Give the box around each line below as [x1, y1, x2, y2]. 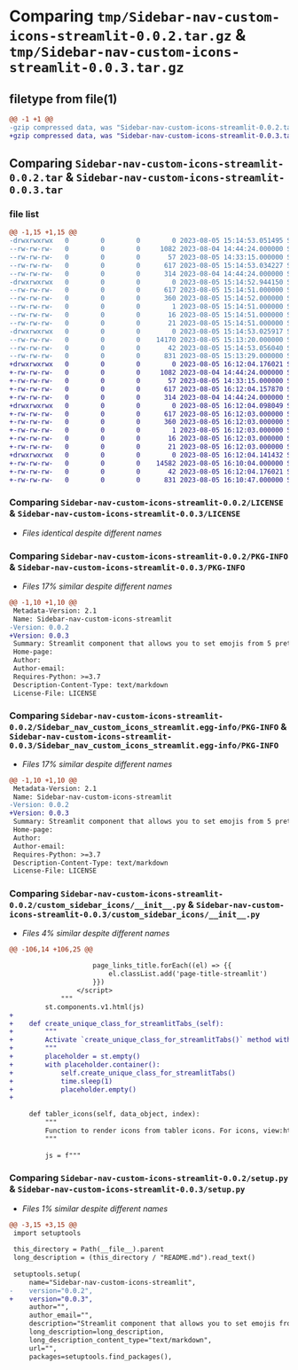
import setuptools [12, 1228, 82, 1238]
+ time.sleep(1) [9, 1076, 114, 1085]
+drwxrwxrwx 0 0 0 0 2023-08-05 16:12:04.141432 [9, 450, 284, 459]
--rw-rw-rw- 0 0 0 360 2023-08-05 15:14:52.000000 [9, 294, 284, 303]
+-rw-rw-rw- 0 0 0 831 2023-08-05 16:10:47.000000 [9, 475, 284, 484]
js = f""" [44, 1151, 82, 1160]
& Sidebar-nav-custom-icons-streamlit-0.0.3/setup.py [9, 1183, 246, 1195]
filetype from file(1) [9, 91, 118, 106]
